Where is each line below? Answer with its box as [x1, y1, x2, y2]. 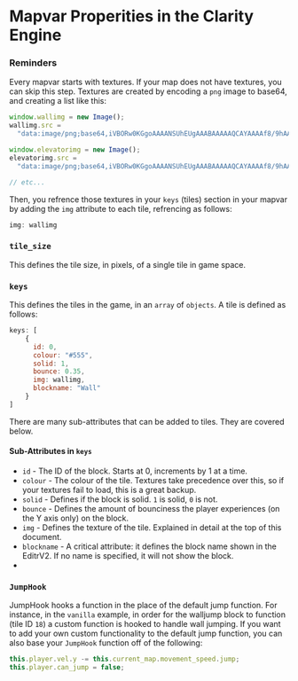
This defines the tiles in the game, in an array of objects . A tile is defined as [9, 300, 286, 310]
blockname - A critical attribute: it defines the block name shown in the [21, 541, 277, 552]
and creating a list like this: [9, 96, 107, 106]
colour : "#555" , [32, 350, 93, 360]
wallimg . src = [9, 121, 62, 130]
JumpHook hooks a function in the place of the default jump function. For [9, 600, 278, 611]
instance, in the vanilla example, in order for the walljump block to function [9, 609, 286, 620]
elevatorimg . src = [9, 153, 77, 162]
